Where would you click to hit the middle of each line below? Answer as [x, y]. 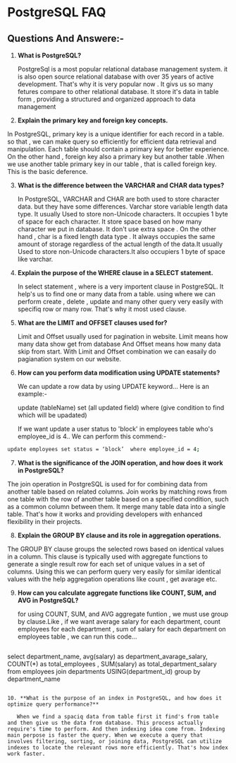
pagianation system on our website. [69, 359]
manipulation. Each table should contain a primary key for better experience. [118, 149]
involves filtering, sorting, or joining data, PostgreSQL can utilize [114, 741]
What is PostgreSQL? [49, 55]
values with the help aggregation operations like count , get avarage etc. [112, 579]
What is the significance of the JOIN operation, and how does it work [120, 462]
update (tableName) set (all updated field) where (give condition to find [121, 408]
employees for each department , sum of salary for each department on [122, 629]
